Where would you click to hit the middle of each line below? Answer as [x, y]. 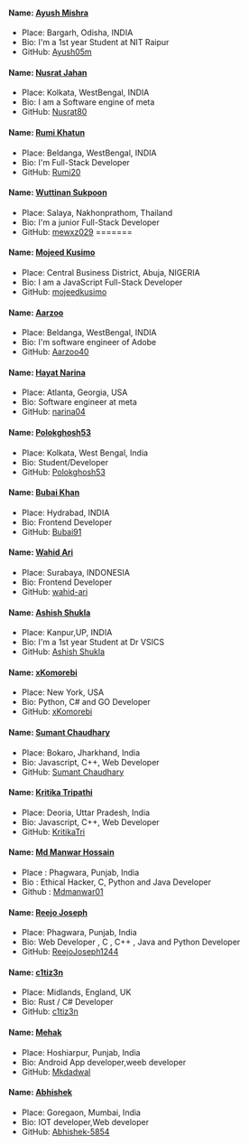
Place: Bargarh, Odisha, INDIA [77, 33]
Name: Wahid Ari [41, 552]
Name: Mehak [35, 1032]
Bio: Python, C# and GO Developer [86, 702]
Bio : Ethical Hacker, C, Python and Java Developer [116, 882]
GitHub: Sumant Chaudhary [73, 772]
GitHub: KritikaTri [53, 831]
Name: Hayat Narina [47, 372]
